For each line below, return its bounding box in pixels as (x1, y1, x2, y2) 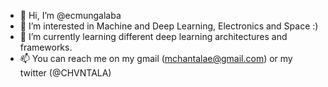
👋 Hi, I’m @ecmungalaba (19, 10, 122, 21)
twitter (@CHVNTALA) (19, 67, 112, 79)
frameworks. (19, 41, 73, 53)
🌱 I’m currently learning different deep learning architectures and (19, 31, 288, 42)
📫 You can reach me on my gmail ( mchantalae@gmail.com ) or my (19, 53, 293, 64)
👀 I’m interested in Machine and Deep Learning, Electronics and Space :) (19, 20, 319, 32)
